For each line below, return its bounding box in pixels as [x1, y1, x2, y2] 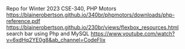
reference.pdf [6, 18, 41, 24]
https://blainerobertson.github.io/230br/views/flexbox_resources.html [6, 24, 179, 31]
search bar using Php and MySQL [6, 30, 89, 37]
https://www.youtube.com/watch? [90, 30, 175, 37]
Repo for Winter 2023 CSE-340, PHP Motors [6, 5, 117, 12]
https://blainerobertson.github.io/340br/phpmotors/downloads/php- [6, 11, 175, 18]
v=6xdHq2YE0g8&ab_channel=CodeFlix [6, 37, 106, 43]
